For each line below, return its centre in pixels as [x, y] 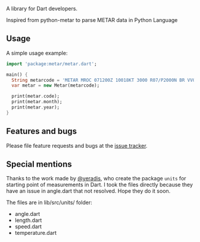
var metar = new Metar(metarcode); [56, 85]
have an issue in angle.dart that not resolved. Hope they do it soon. [88, 191]
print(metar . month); [37, 102]
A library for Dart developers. [42, 9]
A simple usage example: [37, 53]
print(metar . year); [36, 107]
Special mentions [39, 165]
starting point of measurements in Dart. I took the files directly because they [100, 185]
